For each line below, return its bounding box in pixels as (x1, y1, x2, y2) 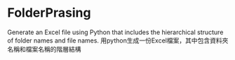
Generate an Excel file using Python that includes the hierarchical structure (7, 28, 224, 36)
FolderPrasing (7, 5, 91, 21)
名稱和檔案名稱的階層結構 (7, 45, 81, 53)
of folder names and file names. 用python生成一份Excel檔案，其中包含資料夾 (7, 36, 229, 45)
